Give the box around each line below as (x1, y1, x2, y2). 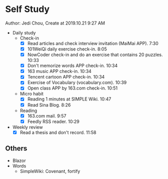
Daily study (12, 29, 36, 35)
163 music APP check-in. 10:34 (27, 68, 92, 74)
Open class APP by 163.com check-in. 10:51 (27, 85, 118, 91)
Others (5, 144, 28, 153)
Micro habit (20, 91, 44, 97)
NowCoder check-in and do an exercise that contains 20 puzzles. (27, 51, 163, 58)
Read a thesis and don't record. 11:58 (20, 129, 97, 135)
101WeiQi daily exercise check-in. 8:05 (27, 46, 107, 52)
